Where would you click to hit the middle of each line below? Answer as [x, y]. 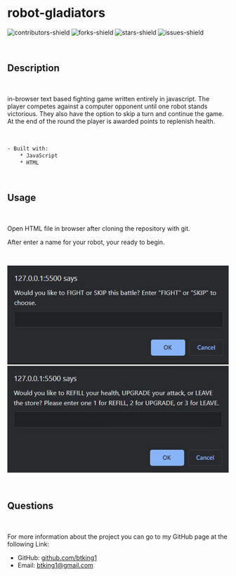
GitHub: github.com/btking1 [57, 558]
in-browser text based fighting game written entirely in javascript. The [109, 98]
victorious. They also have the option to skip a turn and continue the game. [116, 113]
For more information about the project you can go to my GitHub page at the [118, 537]
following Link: [28, 544]
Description [33, 68]
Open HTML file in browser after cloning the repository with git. [99, 228]
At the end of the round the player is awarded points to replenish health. [111, 121]
